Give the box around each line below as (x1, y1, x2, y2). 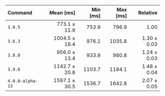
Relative (138, 9, 158, 16)
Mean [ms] (49, 9, 76, 16)
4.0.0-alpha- (7, 78, 38, 84)
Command (7, 9, 33, 16)
